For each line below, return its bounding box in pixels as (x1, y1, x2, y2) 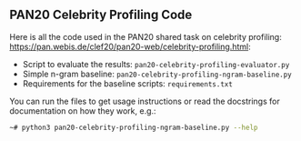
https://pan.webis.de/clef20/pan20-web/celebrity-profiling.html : (9, 41, 252, 52)
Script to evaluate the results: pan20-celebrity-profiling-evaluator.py (22, 58, 290, 69)
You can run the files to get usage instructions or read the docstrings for (9, 96, 280, 106)
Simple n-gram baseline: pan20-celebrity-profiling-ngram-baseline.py (22, 68, 293, 79)
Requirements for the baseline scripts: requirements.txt (22, 77, 234, 89)
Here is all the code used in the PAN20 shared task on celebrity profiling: (9, 31, 282, 42)
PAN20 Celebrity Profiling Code (9, 7, 193, 23)
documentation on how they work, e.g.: (9, 105, 156, 116)
